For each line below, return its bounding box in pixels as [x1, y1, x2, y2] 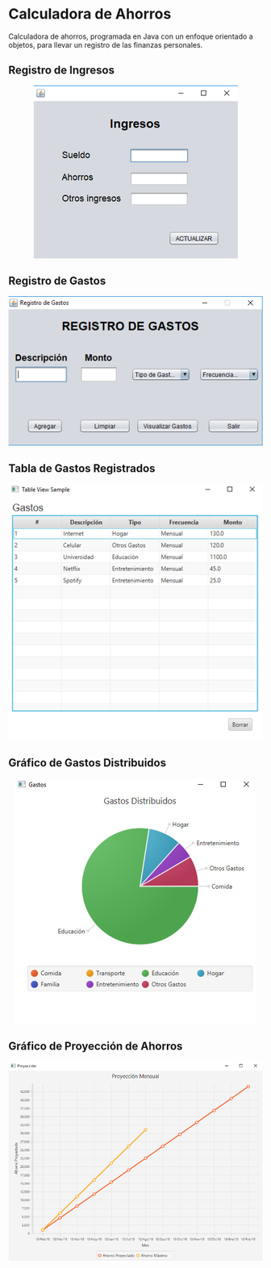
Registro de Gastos [8, 274, 106, 288]
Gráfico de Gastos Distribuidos [8, 756, 167, 770]
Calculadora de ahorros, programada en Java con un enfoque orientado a [8, 31, 253, 41]
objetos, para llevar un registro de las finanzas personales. [8, 40, 203, 49]
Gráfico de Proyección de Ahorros [8, 1040, 183, 1053]
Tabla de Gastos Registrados [8, 461, 156, 475]
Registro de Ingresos [8, 64, 115, 77]
